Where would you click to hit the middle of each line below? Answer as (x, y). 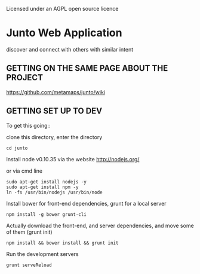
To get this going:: (28, 125)
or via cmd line (24, 171)
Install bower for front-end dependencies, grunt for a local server (86, 203)
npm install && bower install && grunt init (62, 243)
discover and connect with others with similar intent (70, 49)
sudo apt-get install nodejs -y (46, 182)
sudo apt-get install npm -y (42, 187)
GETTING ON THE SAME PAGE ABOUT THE (87, 68)
